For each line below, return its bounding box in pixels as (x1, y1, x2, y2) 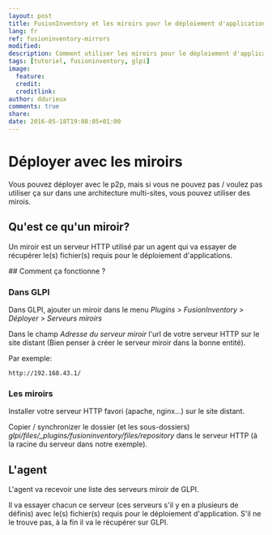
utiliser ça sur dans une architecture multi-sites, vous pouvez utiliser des (8, 188, 251, 197)
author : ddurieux (8, 95, 67, 103)
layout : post (8, 11, 53, 20)
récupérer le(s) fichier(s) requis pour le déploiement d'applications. (8, 250, 233, 260)
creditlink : (15, 87, 57, 96)
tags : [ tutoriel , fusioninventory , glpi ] (8, 58, 151, 66)
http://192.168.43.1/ (8, 369, 82, 378)
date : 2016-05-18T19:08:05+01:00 (8, 118, 121, 126)
